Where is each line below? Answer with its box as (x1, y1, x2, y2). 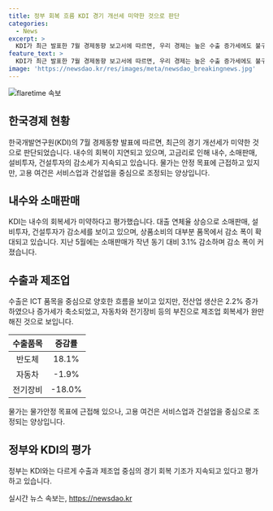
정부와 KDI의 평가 (8, 443, 92, 457)
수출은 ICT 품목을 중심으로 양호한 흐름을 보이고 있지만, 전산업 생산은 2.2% (8, 297, 244, 306)
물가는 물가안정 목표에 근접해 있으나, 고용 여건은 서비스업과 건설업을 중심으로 (8, 407, 252, 417)
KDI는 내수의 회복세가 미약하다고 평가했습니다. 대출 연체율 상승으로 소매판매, (8, 217, 250, 227)
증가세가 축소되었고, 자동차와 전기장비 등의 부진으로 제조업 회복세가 (36, 306, 249, 317)
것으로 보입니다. (23, 317, 74, 327)
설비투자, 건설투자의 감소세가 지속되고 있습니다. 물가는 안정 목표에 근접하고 (8, 158, 245, 167)
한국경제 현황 (8, 115, 71, 128)
